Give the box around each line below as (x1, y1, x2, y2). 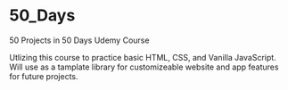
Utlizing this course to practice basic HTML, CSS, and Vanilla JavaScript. (9, 52, 276, 62)
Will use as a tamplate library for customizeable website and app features (9, 61, 279, 72)
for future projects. (9, 70, 78, 81)
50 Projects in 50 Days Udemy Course (9, 35, 150, 45)
